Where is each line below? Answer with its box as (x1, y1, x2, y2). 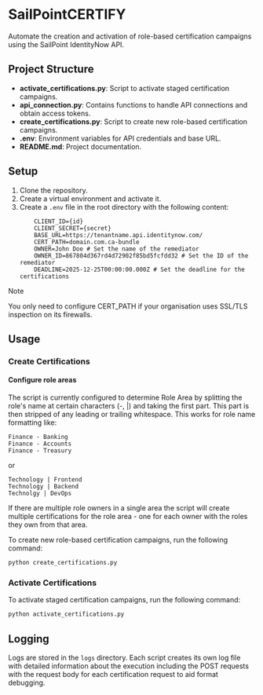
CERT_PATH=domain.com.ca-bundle (34, 238, 140, 246)
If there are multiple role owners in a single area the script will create (8, 503, 230, 513)
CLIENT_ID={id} (34, 218, 84, 225)
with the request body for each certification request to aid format (8, 669, 218, 679)
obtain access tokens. (19, 108, 91, 118)
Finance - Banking (8, 433, 68, 441)
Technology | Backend (8, 483, 79, 491)
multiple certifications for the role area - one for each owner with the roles (8, 512, 248, 521)
